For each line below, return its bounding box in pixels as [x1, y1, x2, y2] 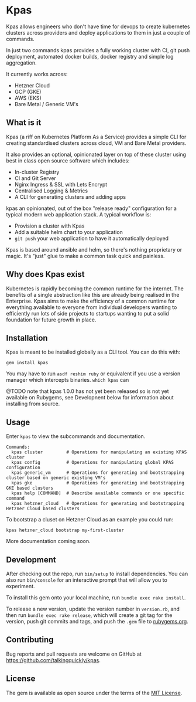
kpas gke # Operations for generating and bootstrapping [11, 480, 184, 486]
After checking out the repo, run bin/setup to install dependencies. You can [6, 570, 188, 577]
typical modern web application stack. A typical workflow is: [6, 211, 152, 218]
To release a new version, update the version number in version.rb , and [6, 605, 180, 612]
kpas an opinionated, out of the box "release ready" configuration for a [6, 205, 177, 212]
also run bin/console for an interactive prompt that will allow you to [6, 576, 168, 584]
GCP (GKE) [14, 88, 42, 95]
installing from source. [6, 400, 60, 408]
